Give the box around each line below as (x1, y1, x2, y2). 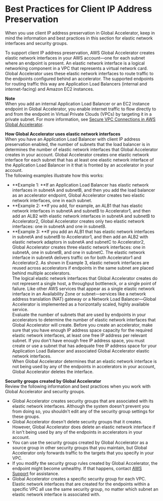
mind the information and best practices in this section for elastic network (5, 35, 153, 41)
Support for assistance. (12, 470, 59, 477)
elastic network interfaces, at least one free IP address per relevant (12, 332, 147, 338)
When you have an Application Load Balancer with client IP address (5, 136, 141, 142)
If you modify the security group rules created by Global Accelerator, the (12, 460, 158, 466)
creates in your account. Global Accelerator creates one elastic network (5, 151, 149, 157)
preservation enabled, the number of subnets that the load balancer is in (5, 141, 150, 147)
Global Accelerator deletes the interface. (12, 369, 94, 375)
